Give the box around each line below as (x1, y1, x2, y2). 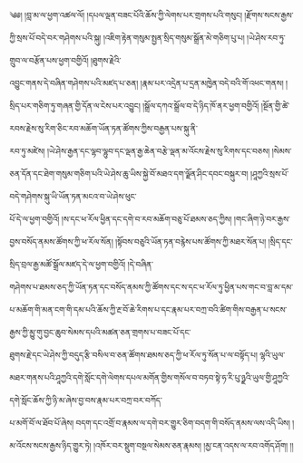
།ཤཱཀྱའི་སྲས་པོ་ (249, 169, 289, 178)
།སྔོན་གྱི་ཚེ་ (260, 101, 290, 111)
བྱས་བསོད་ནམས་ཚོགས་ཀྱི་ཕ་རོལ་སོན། (9, 236, 113, 246)
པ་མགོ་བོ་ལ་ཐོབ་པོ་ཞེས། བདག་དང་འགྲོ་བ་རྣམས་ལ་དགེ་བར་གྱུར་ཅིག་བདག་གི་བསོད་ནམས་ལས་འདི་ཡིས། (9, 418, 290, 428)
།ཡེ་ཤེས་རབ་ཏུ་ (246, 33, 286, 43)
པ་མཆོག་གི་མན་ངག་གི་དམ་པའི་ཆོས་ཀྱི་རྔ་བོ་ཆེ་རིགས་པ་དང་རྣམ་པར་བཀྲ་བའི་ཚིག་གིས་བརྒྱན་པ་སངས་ (9, 304, 288, 314)
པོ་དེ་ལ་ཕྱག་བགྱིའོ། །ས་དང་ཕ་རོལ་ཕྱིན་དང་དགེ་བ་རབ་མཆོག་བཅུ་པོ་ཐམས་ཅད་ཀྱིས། (9, 214, 233, 224)
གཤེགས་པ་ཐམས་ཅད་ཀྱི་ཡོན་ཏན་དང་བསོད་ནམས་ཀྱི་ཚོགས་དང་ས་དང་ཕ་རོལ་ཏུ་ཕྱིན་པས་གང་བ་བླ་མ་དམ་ (9, 282, 294, 292)
